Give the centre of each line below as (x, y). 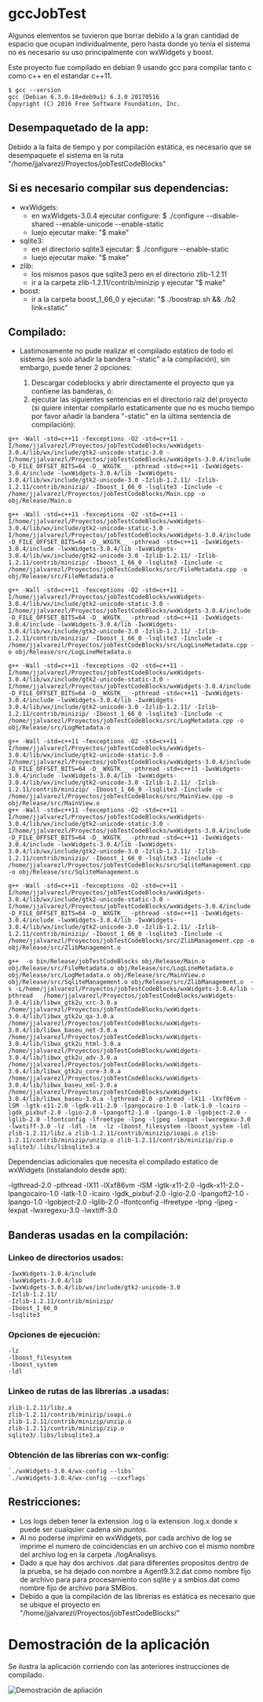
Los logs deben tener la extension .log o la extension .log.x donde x (128, 1520)
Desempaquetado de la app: (79, 128)
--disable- (223, 215)
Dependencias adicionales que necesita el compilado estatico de (113, 1162)
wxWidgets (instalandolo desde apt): (68, 1170)
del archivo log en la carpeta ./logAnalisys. (88, 1554)
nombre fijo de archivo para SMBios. (79, 1587)
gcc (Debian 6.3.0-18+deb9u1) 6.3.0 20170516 (84, 97)
